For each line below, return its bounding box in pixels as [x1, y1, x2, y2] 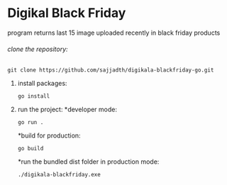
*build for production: [17, 131, 81, 140]
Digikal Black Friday [7, 5, 126, 21]
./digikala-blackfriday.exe [17, 172, 101, 179]
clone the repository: [7, 45, 69, 53]
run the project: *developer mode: [17, 105, 118, 114]
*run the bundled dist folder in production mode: [17, 157, 160, 166]
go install [17, 93, 50, 100]
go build [17, 145, 44, 152]
